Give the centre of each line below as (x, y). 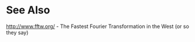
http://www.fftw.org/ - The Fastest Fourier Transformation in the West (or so (97, 26)
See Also (28, 10)
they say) (17, 32)
